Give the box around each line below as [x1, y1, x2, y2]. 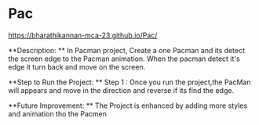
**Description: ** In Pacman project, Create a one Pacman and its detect [8, 45, 246, 55]
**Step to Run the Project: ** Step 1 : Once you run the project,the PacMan [8, 77, 251, 87]
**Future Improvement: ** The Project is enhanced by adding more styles [8, 101, 248, 110]
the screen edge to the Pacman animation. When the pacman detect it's [8, 54, 241, 63]
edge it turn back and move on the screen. [8, 62, 146, 71]
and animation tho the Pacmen [8, 109, 108, 118]
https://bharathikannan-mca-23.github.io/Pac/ [8, 30, 158, 40]
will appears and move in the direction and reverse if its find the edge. [8, 85, 234, 95]
